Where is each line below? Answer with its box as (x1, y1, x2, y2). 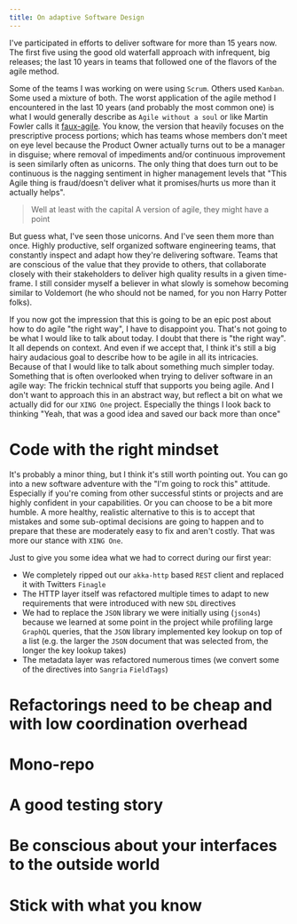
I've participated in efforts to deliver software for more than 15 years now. (9, 37, 277, 48)
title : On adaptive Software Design (9, 12, 145, 22)
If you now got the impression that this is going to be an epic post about (9, 314, 272, 324)
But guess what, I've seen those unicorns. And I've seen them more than (9, 230, 275, 241)
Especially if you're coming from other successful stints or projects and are (9, 488, 284, 498)
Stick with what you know (9, 895, 202, 915)
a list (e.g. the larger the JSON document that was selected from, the (21, 635, 269, 646)
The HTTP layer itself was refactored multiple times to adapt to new (21, 588, 270, 599)
